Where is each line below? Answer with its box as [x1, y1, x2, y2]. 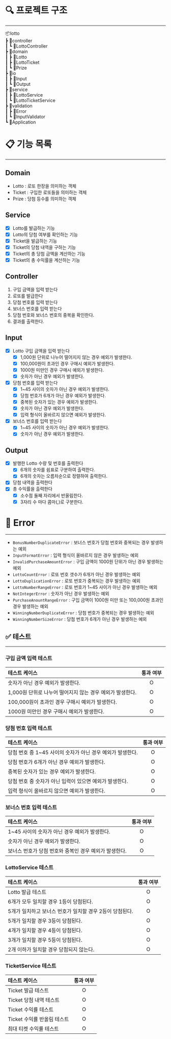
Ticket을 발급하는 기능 [12, 238, 58, 244]
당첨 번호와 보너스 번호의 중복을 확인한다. [12, 312, 95, 318]
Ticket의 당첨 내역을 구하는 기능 [12, 244, 76, 250]
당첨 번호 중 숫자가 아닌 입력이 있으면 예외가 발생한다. [8, 777, 128, 784]
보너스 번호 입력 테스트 [5, 803, 58, 811]
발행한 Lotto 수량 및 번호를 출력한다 [12, 460, 83, 467]
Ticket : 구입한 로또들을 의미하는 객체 [12, 189, 87, 195]
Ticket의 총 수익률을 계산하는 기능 [12, 257, 80, 263]
